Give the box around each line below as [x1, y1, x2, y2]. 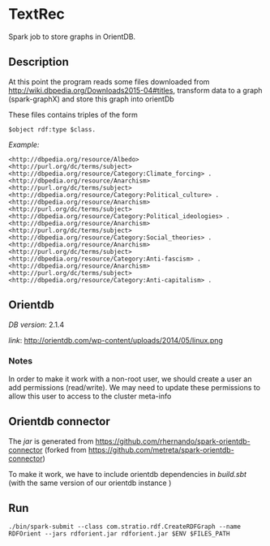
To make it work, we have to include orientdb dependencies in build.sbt [8, 469, 247, 479]
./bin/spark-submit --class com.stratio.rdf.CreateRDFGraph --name [8, 522, 242, 531]
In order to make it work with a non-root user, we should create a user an [8, 374, 252, 384]
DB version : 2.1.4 [8, 320, 65, 329]
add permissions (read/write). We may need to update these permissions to [8, 382, 261, 392]
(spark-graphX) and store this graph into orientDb [8, 94, 174, 104]
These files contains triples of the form [8, 110, 138, 119]
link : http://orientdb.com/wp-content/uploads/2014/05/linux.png [8, 335, 223, 345]
